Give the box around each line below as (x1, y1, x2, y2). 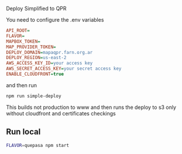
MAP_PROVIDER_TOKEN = (6, 44, 57, 50)
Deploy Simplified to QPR (6, 5, 67, 12)
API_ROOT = (6, 28, 30, 33)
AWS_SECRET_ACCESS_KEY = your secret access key (6, 66, 122, 72)
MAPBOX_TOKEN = (6, 38, 41, 45)
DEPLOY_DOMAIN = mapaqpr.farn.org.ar (6, 49, 93, 55)
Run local (6, 127, 41, 137)
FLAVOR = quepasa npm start (6, 142, 69, 148)
